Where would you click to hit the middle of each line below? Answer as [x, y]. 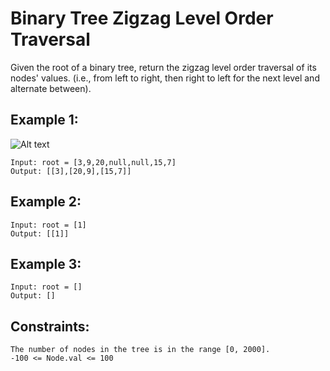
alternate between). [51, 88]
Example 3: [46, 263]
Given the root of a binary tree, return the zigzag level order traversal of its [163, 67]
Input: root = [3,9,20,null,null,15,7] [93, 162]
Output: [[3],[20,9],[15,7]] [71, 171]
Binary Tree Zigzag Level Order [142, 18]
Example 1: [44, 120]
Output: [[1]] [40, 233]
